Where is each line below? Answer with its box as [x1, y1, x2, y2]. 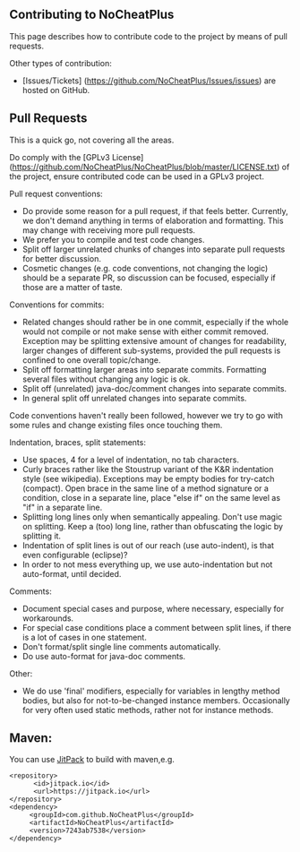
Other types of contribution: [9, 57, 112, 68]
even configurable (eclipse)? [21, 549, 128, 560]
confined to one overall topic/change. [21, 354, 161, 366]
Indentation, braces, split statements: [9, 436, 146, 447]
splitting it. [21, 530, 61, 541]
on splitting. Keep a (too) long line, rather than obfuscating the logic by [21, 521, 284, 531]
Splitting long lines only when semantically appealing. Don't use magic [21, 511, 283, 522]
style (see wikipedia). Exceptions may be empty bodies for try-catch [21, 473, 275, 484]
